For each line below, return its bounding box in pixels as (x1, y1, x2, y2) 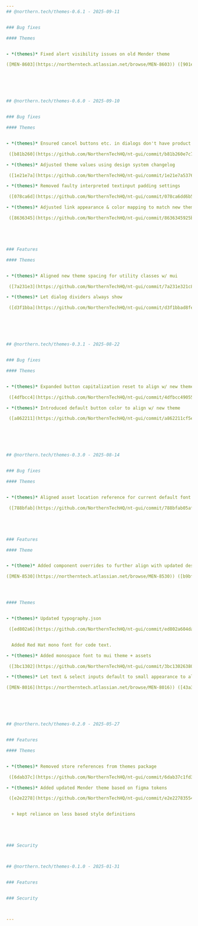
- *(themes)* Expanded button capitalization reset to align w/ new (6, 383, 178, 390)
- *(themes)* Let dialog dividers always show (6, 294, 123, 300)
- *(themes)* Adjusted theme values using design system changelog (6, 162, 176, 168)
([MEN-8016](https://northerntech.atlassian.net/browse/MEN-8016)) (6, 684, 176, 691)
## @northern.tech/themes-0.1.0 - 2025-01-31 (6, 863, 120, 869)
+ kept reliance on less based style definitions (11, 811, 136, 817)
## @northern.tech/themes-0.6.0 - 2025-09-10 (6, 98, 120, 104)
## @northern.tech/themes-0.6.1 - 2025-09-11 (6, 8, 120, 15)
